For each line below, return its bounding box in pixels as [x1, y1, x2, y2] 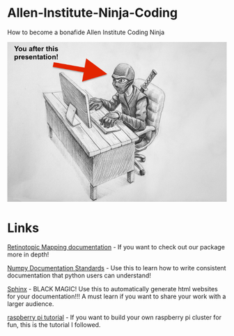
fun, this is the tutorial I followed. [7, 321, 101, 329]
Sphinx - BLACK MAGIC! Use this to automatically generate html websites [7, 285, 218, 293]
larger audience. [7, 300, 54, 308]
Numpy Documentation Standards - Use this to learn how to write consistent [7, 264, 226, 272]
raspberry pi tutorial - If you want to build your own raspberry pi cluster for [7, 313, 221, 322]
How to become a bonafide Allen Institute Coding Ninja [7, 28, 165, 36]
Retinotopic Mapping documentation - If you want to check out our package [7, 243, 225, 251]
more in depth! [7, 250, 49, 259]
